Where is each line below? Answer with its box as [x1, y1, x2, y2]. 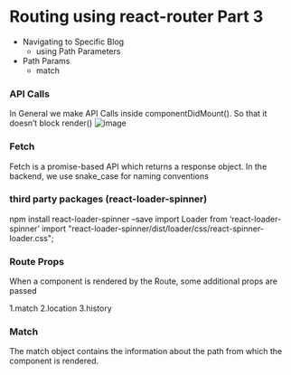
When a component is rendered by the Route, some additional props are [9, 276, 278, 286]
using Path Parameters [35, 45, 121, 56]
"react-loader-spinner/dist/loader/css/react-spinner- [67, 223, 265, 234]
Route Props [9, 255, 65, 267]
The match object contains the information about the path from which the [9, 346, 283, 357]
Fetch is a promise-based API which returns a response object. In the [9, 161, 268, 172]
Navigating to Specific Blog [22, 36, 125, 47]
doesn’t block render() [9, 117, 93, 128]
